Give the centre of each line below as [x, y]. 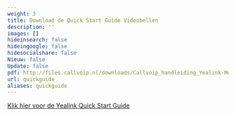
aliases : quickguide [38, 86]
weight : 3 [22, 14]
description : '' [31, 27]
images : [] [23, 33]
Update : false [28, 66]
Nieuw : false [26, 60]
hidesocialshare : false [42, 53]
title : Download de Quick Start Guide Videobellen [83, 20]
